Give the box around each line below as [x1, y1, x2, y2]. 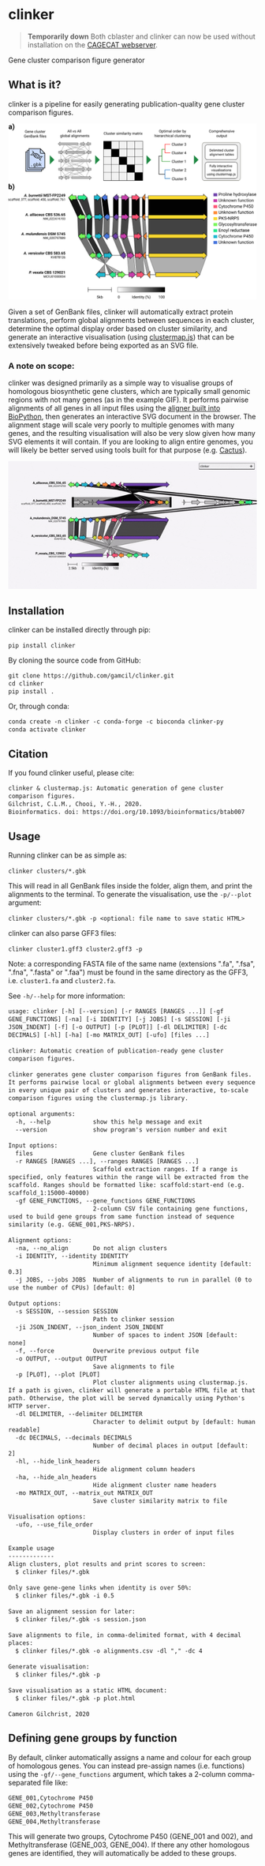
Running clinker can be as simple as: [8, 850, 128, 860]
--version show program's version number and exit [15, 1126, 227, 1134]
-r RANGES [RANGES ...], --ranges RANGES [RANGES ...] [15, 1158, 200, 1166]
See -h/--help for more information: [8, 991, 125, 1001]
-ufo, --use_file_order [15, 1521, 93, 1529]
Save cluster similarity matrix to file [92, 1497, 227, 1505]
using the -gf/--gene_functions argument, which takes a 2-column [8, 1769, 226, 1778]
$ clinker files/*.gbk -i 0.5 [15, 1592, 114, 1600]
